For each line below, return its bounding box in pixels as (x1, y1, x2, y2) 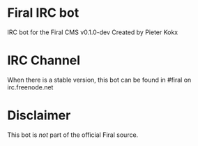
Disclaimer (7, 108, 71, 124)
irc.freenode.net (7, 82, 54, 92)
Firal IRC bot (7, 5, 79, 21)
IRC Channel (7, 52, 81, 68)
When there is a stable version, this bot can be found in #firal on (7, 75, 192, 84)
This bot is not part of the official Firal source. (7, 131, 139, 139)
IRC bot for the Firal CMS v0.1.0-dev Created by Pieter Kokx (7, 28, 178, 36)
